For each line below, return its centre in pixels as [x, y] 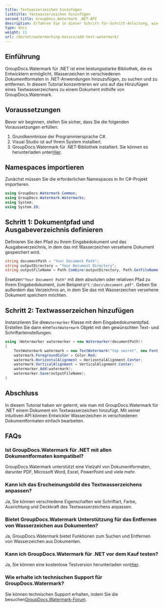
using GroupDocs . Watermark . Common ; [41, 193]
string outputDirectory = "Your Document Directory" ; [61, 266]
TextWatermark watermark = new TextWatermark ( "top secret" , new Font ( [87, 350]
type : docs [16, 28]
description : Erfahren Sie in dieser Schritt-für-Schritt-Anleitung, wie [82, 23]
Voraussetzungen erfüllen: [32, 127]
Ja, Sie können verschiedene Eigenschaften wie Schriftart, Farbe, [71, 501]
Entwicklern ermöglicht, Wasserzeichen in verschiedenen [63, 73]
